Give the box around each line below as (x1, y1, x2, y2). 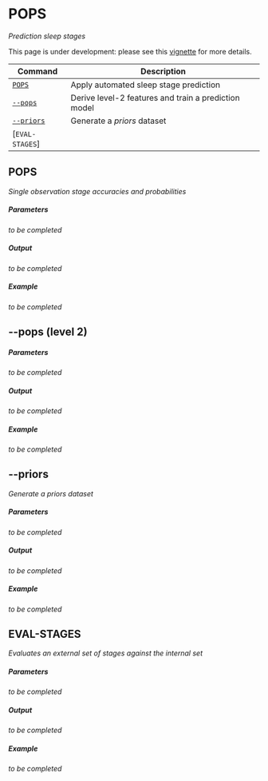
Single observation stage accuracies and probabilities (8, 186, 187, 196)
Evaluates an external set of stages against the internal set (8, 648, 203, 658)
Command (17, 66, 58, 77)
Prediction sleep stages (8, 31, 86, 41)
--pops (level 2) (8, 325, 88, 339)
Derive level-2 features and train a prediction (70, 92, 241, 103)
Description (140, 66, 186, 77)
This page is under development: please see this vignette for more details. (8, 46, 253, 56)
